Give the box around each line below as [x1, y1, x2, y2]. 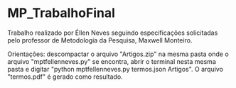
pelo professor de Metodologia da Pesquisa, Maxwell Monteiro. [7, 35, 193, 44]
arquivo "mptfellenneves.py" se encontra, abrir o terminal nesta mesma [7, 57, 217, 65]
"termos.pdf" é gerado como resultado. [7, 72, 123, 81]
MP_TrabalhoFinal [7, 5, 116, 21]
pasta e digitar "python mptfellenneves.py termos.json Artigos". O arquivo [7, 65, 224, 73]
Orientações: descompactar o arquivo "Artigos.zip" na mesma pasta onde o [7, 50, 229, 58]
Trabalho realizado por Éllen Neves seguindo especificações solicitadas [7, 28, 218, 37]
